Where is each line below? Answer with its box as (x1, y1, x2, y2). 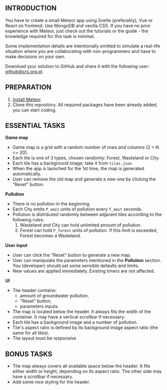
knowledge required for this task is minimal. (5, 33, 95, 39)
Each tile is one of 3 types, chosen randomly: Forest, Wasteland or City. (12, 155, 160, 161)
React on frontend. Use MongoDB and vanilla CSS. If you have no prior (5, 22, 151, 28)
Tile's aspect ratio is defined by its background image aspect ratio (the (12, 324, 158, 330)
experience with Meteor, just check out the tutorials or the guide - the (5, 27, 148, 34)
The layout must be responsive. (12, 335, 77, 341)
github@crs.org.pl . (5, 68, 43, 74)
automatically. (12, 171, 41, 177)
